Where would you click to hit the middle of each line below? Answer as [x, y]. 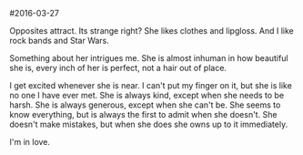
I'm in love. [30, 142]
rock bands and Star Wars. [59, 41]
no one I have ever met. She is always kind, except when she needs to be [147, 95]
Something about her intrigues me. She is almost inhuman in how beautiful [149, 58]
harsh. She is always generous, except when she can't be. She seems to [145, 105]
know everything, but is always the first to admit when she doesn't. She [143, 114]
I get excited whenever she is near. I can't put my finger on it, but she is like [151, 85]
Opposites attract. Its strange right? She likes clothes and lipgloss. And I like [151, 31]
